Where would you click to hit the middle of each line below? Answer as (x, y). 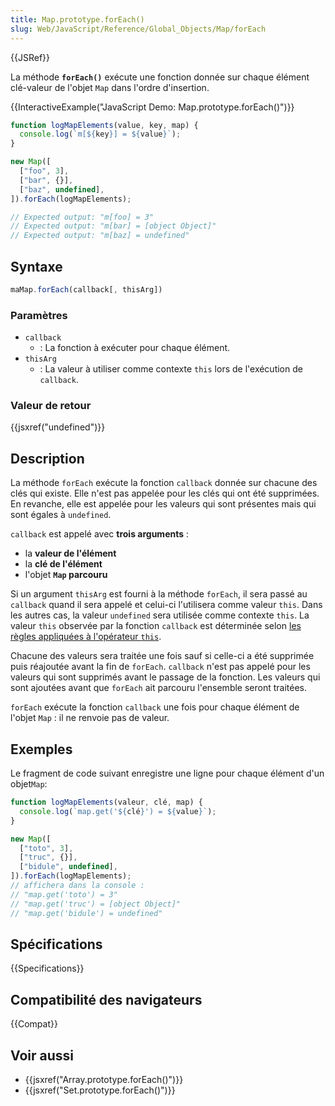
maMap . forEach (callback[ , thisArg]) (86, 289)
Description (47, 458)
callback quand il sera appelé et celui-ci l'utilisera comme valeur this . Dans (166, 605)
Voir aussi (42, 1055)
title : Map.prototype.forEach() (77, 19)
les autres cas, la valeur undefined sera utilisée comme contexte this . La (160, 615)
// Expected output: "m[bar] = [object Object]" (113, 226)
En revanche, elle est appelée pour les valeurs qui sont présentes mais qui (163, 504)
